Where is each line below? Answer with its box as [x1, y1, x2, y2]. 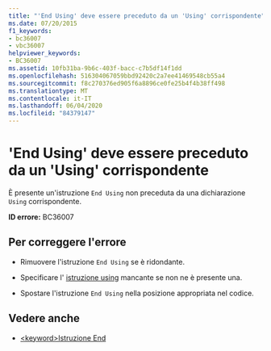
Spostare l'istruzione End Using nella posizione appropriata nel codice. [19, 288, 254, 298]
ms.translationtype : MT [8, 86, 89, 95]
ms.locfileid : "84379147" [8, 110, 95, 118]
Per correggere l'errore [8, 236, 127, 249]
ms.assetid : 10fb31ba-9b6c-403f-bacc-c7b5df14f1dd [8, 65, 182, 73]
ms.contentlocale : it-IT [8, 94, 92, 102]
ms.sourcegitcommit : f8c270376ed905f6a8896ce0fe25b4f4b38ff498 [8, 79, 226, 87]
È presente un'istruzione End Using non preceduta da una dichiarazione [8, 187, 246, 198]
